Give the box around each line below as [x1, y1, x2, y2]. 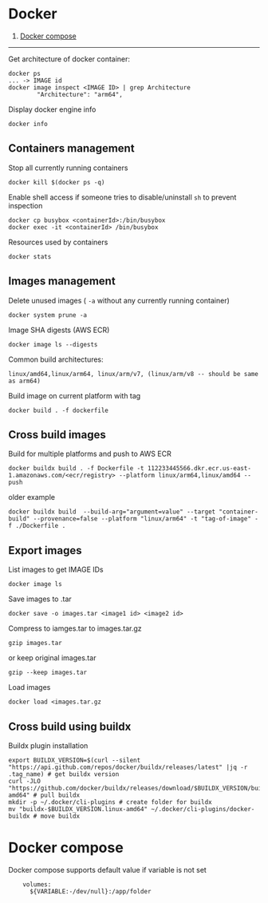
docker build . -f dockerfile [8, 406, 109, 414]
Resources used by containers [8, 237, 108, 247]
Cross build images [8, 428, 106, 442]
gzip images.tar [8, 640, 62, 648]
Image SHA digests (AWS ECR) [8, 325, 110, 335]
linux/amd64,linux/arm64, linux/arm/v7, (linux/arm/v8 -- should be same [8, 370, 259, 378]
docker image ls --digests [8, 340, 98, 348]
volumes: [22, 880, 52, 889]
